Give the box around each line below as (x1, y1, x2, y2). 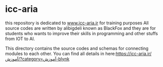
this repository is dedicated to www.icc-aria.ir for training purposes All (5, 20, 149, 26)
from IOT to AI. (5, 36, 36, 42)
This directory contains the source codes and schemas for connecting (5, 45, 149, 51)
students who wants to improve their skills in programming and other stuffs (5, 30, 158, 36)
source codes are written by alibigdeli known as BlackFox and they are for (5, 25, 156, 31)
